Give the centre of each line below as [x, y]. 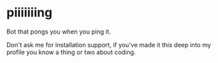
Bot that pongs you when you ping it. [59, 32]
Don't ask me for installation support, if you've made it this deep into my [109, 45]
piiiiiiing [29, 13]
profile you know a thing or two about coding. [71, 52]
